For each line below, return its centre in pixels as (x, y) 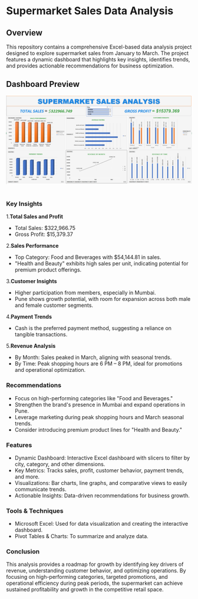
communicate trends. (40, 489)
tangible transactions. (41, 335)
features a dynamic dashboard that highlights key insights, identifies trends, (98, 59)
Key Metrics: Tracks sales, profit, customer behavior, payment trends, (99, 470)
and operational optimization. (50, 370)
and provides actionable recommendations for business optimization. (90, 66)
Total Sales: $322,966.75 (45, 228)
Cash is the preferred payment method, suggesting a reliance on (93, 328)
